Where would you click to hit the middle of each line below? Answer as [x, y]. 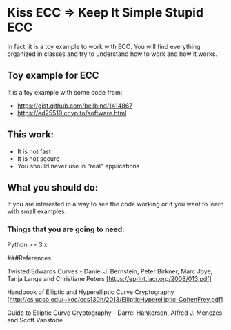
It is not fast [34, 151]
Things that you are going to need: [66, 229]
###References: [30, 258]
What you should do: [53, 187]
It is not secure [38, 158]
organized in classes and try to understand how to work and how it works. [112, 54]
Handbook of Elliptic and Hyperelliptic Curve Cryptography [91, 292]
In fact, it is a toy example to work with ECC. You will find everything [104, 46]
